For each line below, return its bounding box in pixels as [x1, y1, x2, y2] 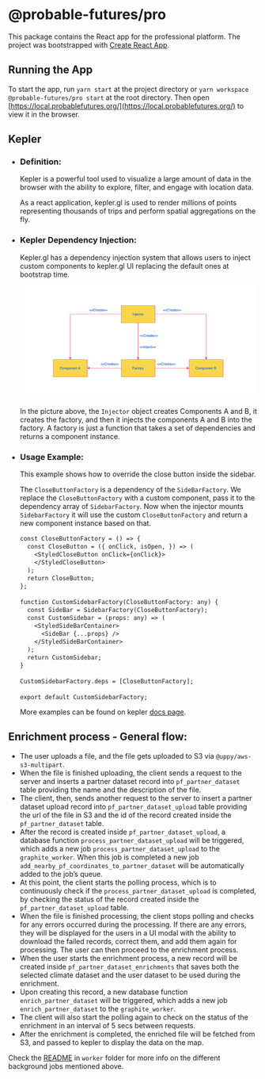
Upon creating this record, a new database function [19, 987, 188, 997]
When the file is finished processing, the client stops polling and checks [19, 911, 255, 920]
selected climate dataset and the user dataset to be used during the [19, 970, 241, 980]
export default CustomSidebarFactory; [19, 693, 148, 701]
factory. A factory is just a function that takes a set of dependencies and [19, 423, 256, 433]
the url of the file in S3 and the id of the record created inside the [19, 810, 232, 820]
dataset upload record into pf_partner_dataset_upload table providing [19, 802, 248, 811]
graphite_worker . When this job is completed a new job [19, 852, 199, 862]
